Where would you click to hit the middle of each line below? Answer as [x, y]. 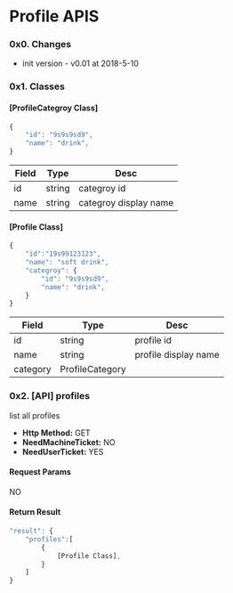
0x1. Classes [37, 86]
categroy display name [126, 203]
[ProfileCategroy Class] [54, 108]
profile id [153, 340]
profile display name [177, 355]
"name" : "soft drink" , [67, 263]
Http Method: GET [56, 433]
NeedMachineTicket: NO [68, 442]
